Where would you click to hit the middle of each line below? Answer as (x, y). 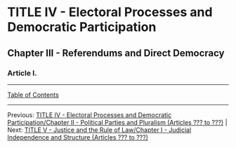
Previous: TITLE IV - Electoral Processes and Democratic (90, 115)
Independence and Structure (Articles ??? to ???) (78, 137)
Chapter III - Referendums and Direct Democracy (116, 53)
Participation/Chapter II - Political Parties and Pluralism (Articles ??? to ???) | (117, 122)
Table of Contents (33, 95)
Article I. (22, 73)
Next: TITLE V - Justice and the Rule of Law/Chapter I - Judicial (99, 130)
